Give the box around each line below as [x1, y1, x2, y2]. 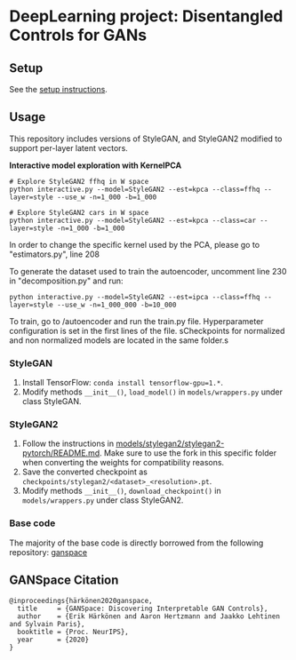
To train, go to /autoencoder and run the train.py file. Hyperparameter [9, 315, 264, 326]
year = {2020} [17, 635, 90, 644]
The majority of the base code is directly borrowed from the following [9, 537, 264, 548]
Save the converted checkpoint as [21, 466, 148, 477]
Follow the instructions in [21, 438, 114, 449]
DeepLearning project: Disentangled [9, 6, 284, 27]
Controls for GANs [9, 25, 148, 45]
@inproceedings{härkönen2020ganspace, [9, 596, 153, 605]
